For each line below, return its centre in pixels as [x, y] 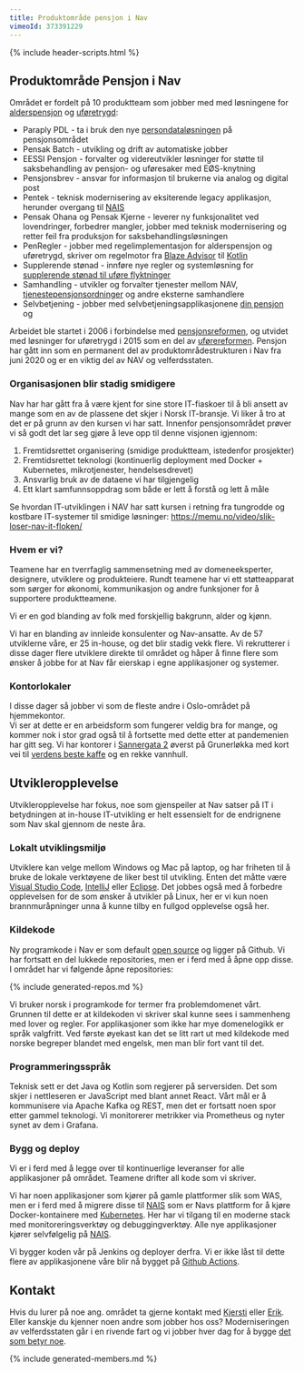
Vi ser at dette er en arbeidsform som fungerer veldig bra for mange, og [144, 725]
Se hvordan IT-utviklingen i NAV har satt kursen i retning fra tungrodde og [147, 507]
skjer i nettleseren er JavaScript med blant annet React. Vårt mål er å [138, 1095]
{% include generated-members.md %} [83, 1359]
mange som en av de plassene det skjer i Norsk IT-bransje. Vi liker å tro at [147, 413]
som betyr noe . [38, 1341]
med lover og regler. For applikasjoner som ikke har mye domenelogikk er [147, 1024]
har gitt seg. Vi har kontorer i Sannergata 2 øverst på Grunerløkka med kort [149, 745]
